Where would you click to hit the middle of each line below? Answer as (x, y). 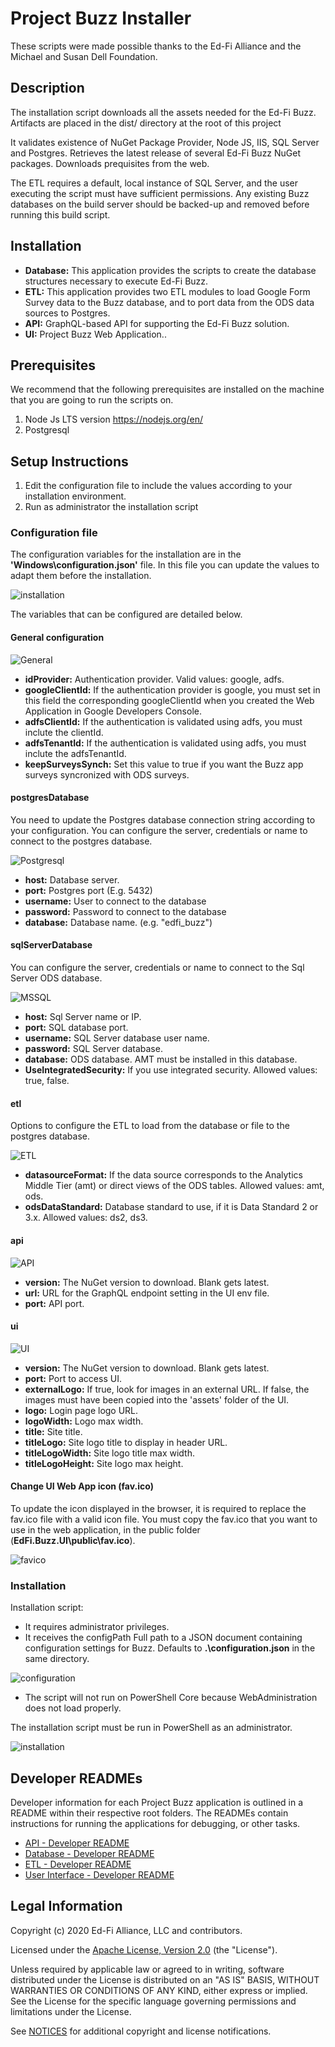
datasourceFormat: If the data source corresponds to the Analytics (163, 1175)
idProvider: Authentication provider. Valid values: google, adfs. (154, 679)
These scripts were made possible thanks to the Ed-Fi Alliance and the (156, 46)
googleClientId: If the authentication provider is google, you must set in (172, 689)
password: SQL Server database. (93, 1049)
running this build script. (60, 214)
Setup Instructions (69, 461)
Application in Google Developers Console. (113, 711)
